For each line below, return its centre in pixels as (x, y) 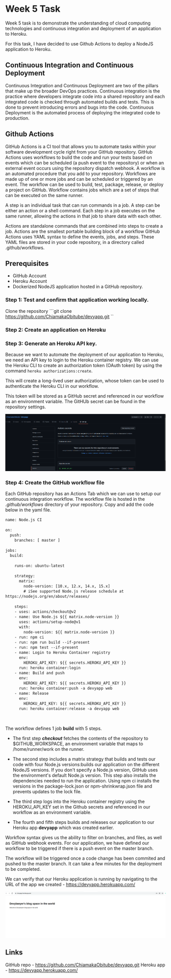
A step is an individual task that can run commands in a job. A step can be (83, 205)
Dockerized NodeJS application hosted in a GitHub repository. (78, 287)
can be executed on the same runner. (45, 195)
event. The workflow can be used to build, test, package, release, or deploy (84, 184)
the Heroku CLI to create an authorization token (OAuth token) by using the (84, 365)
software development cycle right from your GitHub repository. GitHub (79, 152)
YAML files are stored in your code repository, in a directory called (75, 242)
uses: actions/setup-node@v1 (50, 622)
